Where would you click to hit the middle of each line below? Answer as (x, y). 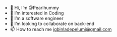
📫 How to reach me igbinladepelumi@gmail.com (61, 29)
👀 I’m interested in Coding (37, 13)
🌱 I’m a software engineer (37, 18)
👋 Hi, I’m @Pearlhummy (35, 8)
